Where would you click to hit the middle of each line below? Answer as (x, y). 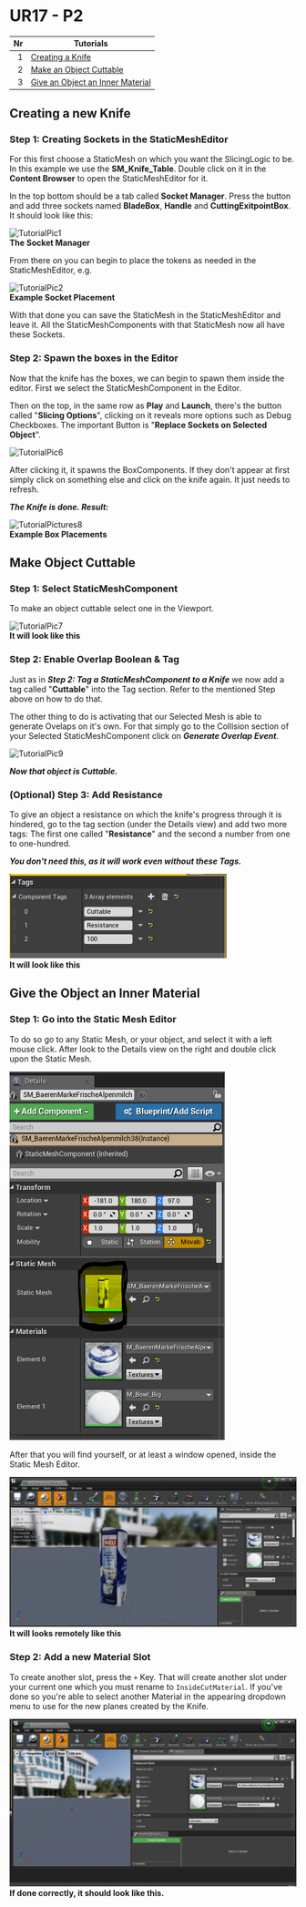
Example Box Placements (58, 534)
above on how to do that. (56, 699)
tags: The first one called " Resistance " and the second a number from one (150, 834)
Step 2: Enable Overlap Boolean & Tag (95, 660)
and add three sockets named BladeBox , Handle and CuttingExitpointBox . (150, 206)
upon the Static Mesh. (51, 1059)
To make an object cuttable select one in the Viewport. (112, 609)
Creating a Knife (61, 56)
